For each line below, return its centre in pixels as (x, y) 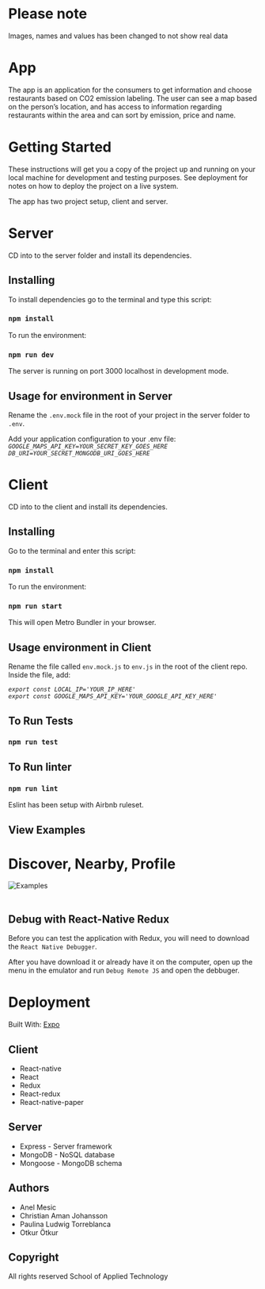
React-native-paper (52, 1103)
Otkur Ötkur (39, 1232)
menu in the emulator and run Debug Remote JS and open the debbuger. (124, 971)
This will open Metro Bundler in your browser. (82, 623)
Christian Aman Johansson (64, 1215)
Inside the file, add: (40, 675)
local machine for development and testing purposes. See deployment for (128, 177)
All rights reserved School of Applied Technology (88, 1276)
